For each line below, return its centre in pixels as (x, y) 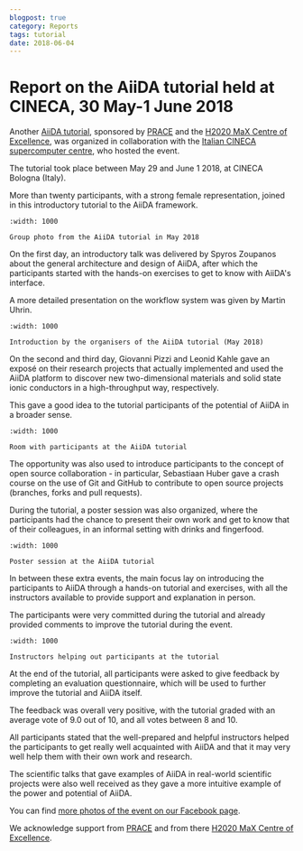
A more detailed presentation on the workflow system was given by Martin (147, 301)
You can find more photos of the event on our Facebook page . (125, 811)
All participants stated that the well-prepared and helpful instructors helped (149, 737)
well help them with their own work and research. (101, 757)
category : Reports (44, 26)
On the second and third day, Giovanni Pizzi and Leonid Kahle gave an (140, 359)
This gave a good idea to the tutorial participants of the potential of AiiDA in (149, 405)
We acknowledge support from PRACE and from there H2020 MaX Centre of (151, 828)
